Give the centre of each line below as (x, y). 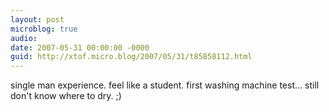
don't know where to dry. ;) (66, 96)
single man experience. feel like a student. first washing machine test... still (165, 85)
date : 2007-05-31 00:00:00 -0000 (80, 47)
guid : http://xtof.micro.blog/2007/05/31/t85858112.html (131, 57)
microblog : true (44, 29)
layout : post (37, 19)
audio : (24, 38)
